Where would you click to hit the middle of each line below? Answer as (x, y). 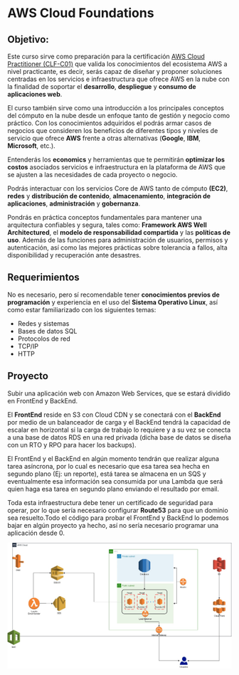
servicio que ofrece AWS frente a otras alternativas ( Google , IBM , (104, 138)
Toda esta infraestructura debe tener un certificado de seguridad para (110, 502)
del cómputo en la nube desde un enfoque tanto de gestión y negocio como (118, 116)
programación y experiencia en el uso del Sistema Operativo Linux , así (113, 302)
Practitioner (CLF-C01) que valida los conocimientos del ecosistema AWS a (117, 64)
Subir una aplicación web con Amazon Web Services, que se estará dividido (119, 393)
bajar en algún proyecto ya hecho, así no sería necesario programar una (113, 525)
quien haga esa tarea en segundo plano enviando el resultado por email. (113, 489)
